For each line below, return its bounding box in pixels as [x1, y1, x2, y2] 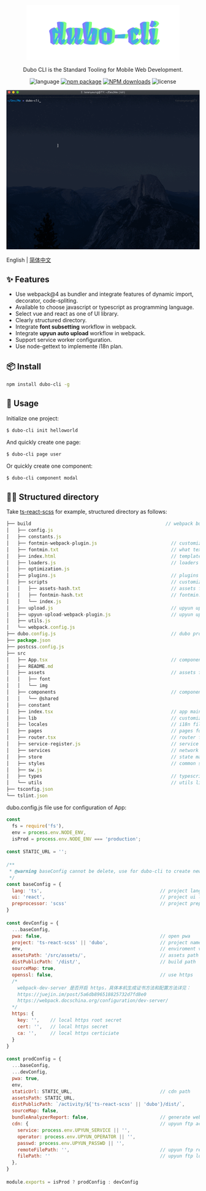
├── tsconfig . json [6, 786, 53, 793]
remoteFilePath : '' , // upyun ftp [17, 1147, 193, 1153]
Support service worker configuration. [15, 336, 112, 344]
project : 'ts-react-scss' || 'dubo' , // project [12, 939, 188, 945]
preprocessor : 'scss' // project [12, 901, 188, 907]
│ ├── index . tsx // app [6, 708, 188, 715]
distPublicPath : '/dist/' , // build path [12, 959, 196, 965]
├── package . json [6, 637, 51, 643]
